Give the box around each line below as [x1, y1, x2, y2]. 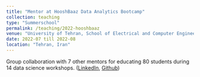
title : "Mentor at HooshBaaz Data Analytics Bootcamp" [6, 8, 145, 15]
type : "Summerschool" [6, 20, 60, 25]
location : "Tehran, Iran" [6, 42, 70, 48]
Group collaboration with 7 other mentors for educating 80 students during [6, 57, 189, 65]
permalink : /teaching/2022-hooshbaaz [6, 25, 100, 31]
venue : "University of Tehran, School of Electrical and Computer [6, 31, 174, 37]
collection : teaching [6, 14, 60, 20]
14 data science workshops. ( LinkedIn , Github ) [6, 64, 120, 71]
